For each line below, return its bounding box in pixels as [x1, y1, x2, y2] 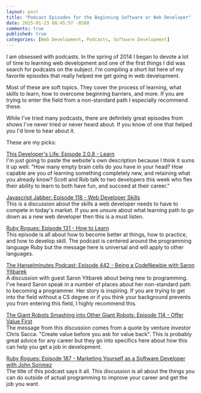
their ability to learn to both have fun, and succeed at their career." [6, 182, 170, 189]
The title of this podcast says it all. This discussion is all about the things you [6, 368, 195, 374]
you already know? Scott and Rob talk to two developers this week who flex [6, 176, 193, 183]
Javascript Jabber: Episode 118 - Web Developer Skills [6, 194, 141, 201]
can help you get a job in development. [6, 343, 102, 350]
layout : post [6, 8, 39, 15]
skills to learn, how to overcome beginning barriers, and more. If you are [6, 90, 184, 97]
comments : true [6, 25, 44, 32]
